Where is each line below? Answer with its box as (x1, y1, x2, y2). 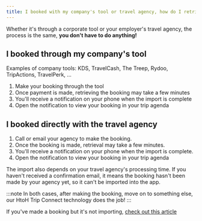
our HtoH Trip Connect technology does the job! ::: (6, 196, 132, 204)
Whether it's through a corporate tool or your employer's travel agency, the (6, 25, 192, 32)
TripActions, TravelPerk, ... (6, 71, 72, 78)
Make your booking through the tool (14, 83, 104, 90)
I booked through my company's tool (6, 49, 147, 59)
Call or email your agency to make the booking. (14, 135, 132, 143)
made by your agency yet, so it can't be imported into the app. (6, 178, 161, 186)
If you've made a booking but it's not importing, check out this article (6, 208, 177, 216)
